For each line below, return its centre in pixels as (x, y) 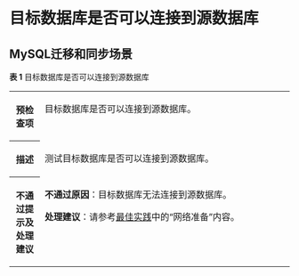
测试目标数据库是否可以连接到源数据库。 (129, 158)
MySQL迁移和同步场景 (71, 54)
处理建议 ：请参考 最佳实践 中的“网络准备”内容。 (142, 216)
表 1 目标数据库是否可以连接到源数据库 (79, 77)
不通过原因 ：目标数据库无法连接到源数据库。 (138, 194)
